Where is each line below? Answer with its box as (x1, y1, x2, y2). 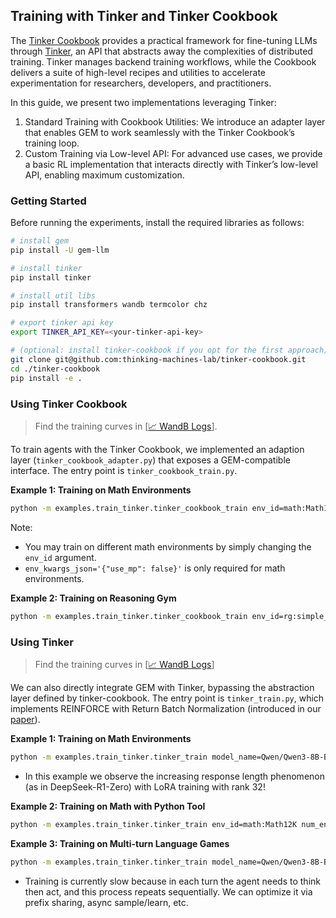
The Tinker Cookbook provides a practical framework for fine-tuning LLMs (10, 34, 318, 46)
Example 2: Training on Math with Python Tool (10, 800, 206, 812)
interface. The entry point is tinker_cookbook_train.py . (10, 464, 238, 476)
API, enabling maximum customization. (24, 169, 185, 181)
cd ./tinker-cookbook (10, 364, 101, 374)
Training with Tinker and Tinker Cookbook (10, 8, 278, 25)
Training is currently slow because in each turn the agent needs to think (24, 875, 321, 887)
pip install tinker (10, 272, 92, 283)
